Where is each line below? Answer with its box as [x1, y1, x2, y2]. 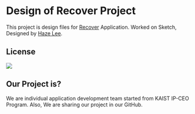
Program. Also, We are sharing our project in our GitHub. [6, 101, 143, 108]
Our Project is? [6, 79, 62, 89]
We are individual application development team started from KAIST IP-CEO [6, 95, 189, 102]
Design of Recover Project [6, 4, 136, 18]
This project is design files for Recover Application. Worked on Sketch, [6, 24, 177, 31]
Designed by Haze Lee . [6, 29, 63, 36]
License [6, 47, 36, 57]
